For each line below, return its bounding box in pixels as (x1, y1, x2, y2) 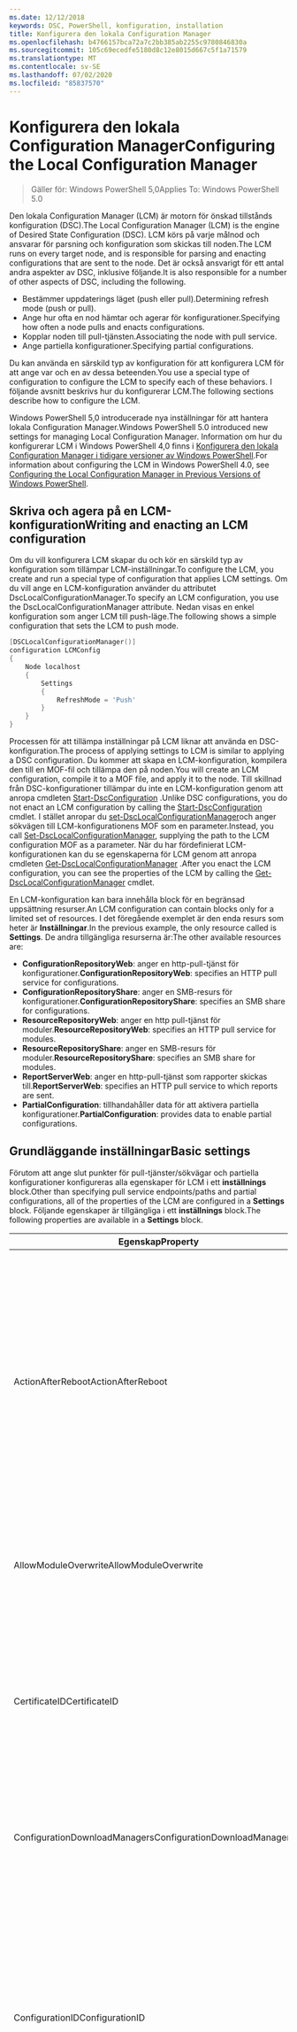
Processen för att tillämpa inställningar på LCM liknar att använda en (9, 736, 258, 746)
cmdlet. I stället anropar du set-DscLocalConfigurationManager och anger (9, 812, 277, 821)
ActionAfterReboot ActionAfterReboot (13, 1375, 168, 1388)
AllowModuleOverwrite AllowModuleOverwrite (13, 1559, 203, 1571)
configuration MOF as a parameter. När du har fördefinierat (9, 840, 225, 850)
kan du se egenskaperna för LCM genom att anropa (68, 849, 257, 859)
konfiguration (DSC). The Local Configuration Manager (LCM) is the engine (9, 219, 280, 230)
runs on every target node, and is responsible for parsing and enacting (9, 248, 267, 258)
